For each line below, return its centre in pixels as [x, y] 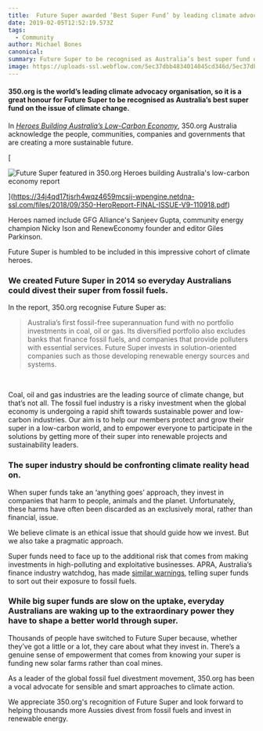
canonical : [26, 52]
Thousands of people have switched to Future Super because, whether [123, 638]
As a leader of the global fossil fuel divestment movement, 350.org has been [131, 678]
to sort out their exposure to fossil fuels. [72, 581]
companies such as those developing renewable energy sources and [138, 356]
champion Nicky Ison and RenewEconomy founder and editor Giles [116, 228]
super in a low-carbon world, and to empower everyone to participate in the [130, 428]
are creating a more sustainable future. [71, 142]
